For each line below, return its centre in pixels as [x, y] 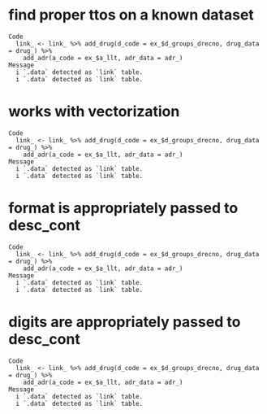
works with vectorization [94, 112]
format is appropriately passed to [123, 208]
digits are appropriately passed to [125, 322]
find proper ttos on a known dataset [131, 15]
